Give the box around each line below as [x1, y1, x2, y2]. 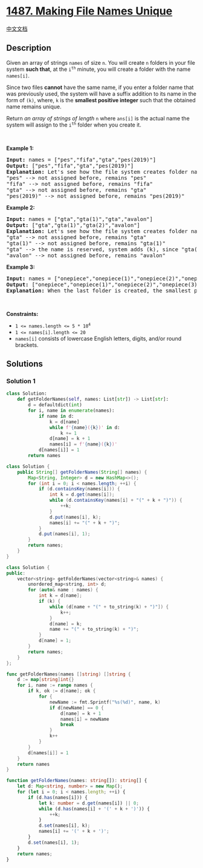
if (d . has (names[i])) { [28, 794, 88, 800]
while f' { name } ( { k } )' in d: [49, 424, 120, 430]
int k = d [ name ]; [38, 593, 83, 599]
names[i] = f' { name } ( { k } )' [49, 441, 118, 447]
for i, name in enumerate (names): [28, 407, 115, 414]
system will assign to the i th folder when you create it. [6, 121, 142, 128]
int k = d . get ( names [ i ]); [49, 492, 115, 498]
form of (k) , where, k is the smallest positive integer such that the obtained [6, 96, 196, 104]
